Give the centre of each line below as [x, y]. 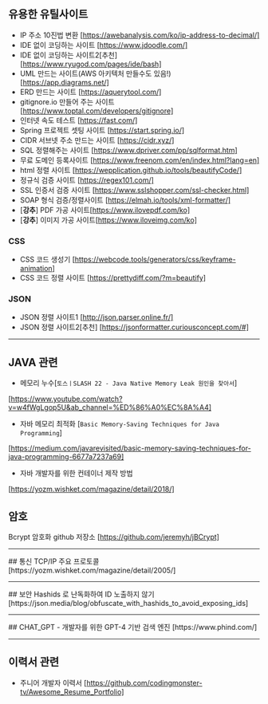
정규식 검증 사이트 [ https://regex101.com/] [87, 180]
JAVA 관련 [33, 362]
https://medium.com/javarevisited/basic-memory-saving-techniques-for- [131, 448]
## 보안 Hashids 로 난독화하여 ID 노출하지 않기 [81, 594]
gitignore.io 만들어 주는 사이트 [67, 101]
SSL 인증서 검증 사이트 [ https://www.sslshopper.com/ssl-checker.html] [134, 190]
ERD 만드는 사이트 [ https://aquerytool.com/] [91, 92]
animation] [37, 269]
